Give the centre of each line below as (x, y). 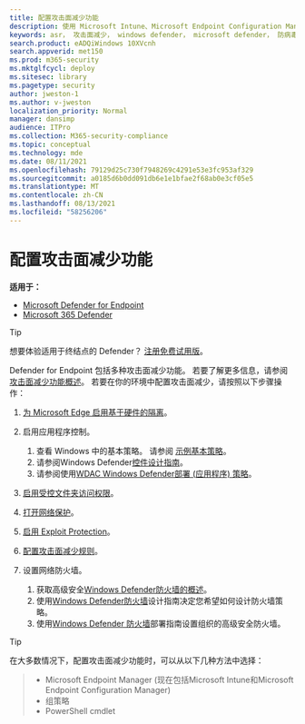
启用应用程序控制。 (59, 431)
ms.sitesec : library (49, 77)
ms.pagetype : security (52, 85)
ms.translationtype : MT (54, 187)
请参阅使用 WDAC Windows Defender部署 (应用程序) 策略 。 (146, 473)
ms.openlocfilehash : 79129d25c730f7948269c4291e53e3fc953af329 (132, 170)
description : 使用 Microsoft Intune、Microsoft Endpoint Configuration (146, 26)
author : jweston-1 (44, 94)
